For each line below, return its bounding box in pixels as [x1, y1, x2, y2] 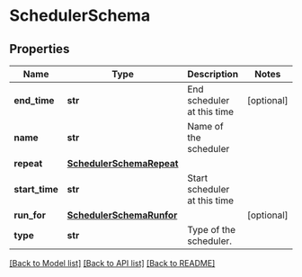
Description [187, 68, 239, 80]
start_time [13, 183, 58, 195]
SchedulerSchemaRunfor [67, 209, 178, 221]
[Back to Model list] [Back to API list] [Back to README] [9, 258, 216, 268]
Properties [9, 41, 70, 57]
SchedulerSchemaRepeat [67, 157, 179, 169]
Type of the [187, 224, 236, 236]
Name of [187, 121, 224, 132]
